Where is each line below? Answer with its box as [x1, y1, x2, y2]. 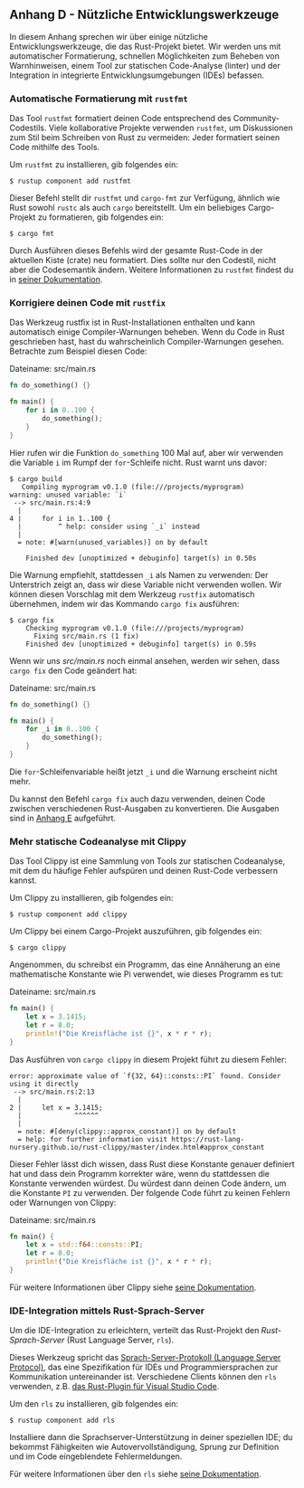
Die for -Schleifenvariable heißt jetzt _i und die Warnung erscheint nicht [9, 766, 278, 777]
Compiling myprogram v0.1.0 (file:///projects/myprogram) [21, 482, 245, 491]
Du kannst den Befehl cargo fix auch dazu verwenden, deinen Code [9, 793, 266, 804]
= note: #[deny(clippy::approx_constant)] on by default [17, 1126, 237, 1136]
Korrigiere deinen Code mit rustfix [9, 297, 166, 309]
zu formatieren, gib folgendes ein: [37, 212, 165, 223]
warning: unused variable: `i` [9, 490, 128, 499]
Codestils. [9, 122, 47, 134]
